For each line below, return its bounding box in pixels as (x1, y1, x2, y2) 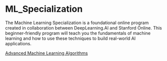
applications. (5, 40, 31, 46)
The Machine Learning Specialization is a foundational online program (5, 20, 149, 26)
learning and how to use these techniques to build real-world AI (5, 35, 136, 41)
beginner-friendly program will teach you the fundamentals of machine (5, 30, 151, 36)
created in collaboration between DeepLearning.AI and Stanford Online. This (5, 25, 162, 30)
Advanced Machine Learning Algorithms (5, 50, 88, 56)
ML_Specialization (5, 3, 83, 15)
